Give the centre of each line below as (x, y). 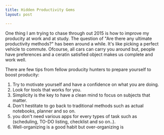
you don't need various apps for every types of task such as (75, 116)
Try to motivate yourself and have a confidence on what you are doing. (86, 84)
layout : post (19, 14)
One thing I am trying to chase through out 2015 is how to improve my (77, 33)
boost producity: (22, 74)
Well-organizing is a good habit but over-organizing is (68, 127)
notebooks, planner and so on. (44, 111)
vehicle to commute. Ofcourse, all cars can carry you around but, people (80, 49)
